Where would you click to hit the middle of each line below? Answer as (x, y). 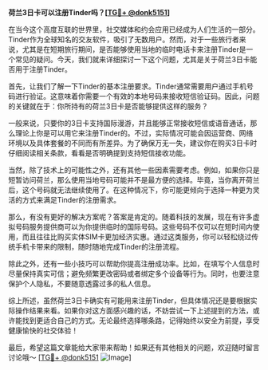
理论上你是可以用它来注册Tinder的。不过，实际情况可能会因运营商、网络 (134, 133)
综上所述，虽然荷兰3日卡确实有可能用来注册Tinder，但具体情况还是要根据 (130, 301)
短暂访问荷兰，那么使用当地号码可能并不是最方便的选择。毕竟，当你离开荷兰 (134, 180)
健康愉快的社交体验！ (43, 331)
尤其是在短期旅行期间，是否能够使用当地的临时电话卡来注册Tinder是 (134, 49)
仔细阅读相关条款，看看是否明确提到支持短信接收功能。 (99, 153)
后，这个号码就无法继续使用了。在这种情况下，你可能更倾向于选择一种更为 (130, 190)
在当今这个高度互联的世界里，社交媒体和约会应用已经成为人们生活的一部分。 (134, 30)
